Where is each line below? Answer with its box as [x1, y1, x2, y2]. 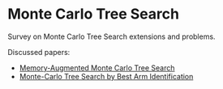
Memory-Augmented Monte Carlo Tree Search [19, 62, 175, 73]
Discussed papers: [7, 47, 71, 57]
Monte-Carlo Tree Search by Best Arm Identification [19, 71, 194, 81]
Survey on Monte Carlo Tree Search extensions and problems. [7, 32, 216, 41]
